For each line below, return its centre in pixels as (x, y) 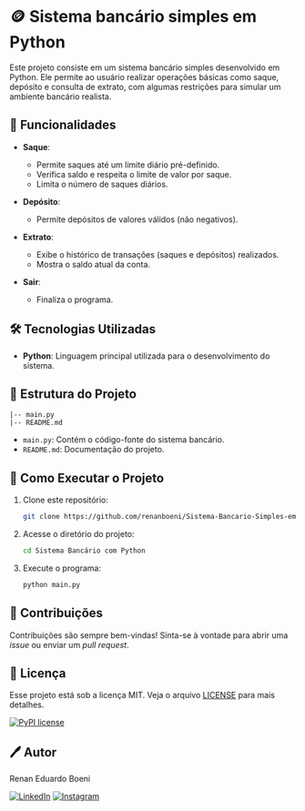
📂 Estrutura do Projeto (73, 394)
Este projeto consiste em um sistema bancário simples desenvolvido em (145, 67)
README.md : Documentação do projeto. (93, 450)
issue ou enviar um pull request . (69, 644)
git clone (41, 517)
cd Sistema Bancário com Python (84, 551)
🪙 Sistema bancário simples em (133, 17)
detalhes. (27, 705)
